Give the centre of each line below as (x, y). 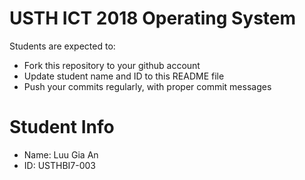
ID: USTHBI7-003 (59, 165)
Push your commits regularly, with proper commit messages (147, 86)
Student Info (62, 127)
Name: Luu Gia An (61, 154)
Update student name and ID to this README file (124, 76)
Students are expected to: (62, 46)
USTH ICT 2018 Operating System (153, 18)
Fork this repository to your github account (112, 65)
